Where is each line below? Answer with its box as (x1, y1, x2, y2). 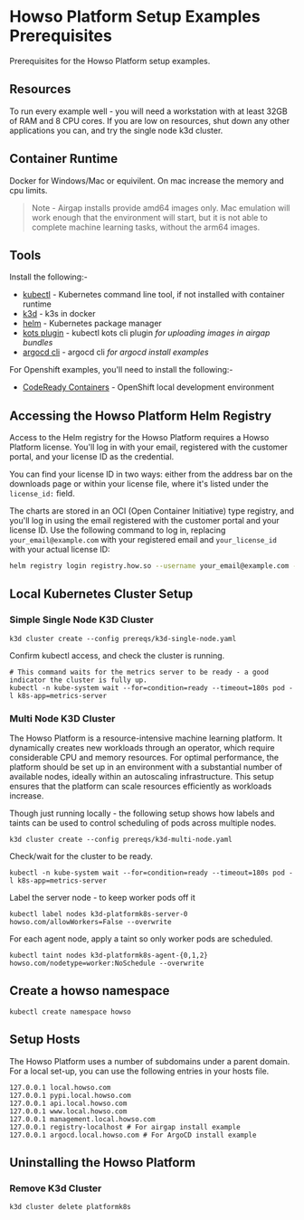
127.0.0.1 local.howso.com (9, 1083, 111, 1092)
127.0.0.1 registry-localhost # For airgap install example (9, 1122, 242, 1131)
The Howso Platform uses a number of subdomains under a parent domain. (9, 1055, 290, 1066)
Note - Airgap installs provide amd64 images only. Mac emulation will (31, 202, 291, 213)
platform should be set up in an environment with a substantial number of (9, 761, 283, 772)
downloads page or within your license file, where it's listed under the (9, 478, 269, 489)
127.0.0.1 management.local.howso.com (9, 1114, 156, 1123)
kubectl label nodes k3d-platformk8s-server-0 (9, 910, 188, 919)
